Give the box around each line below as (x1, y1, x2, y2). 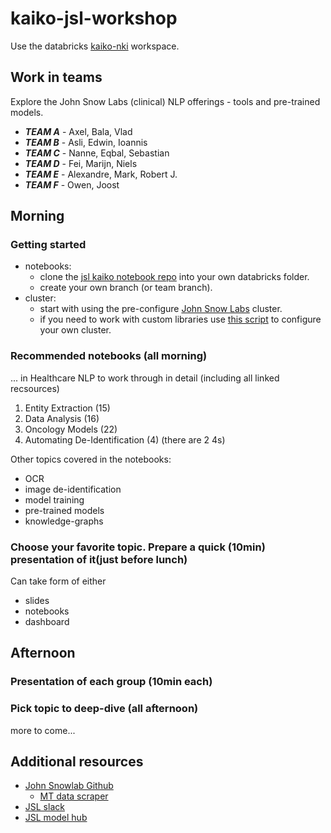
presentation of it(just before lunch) (10, 552, 188, 566)
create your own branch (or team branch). (39, 282, 213, 294)
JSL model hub (24, 812, 88, 824)
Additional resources (10, 753, 144, 771)
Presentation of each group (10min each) (10, 675, 213, 689)
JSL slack (24, 801, 65, 813)
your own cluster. (39, 324, 112, 336)
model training (24, 493, 85, 506)
